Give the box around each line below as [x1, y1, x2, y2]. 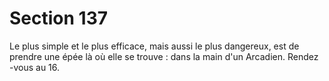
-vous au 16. [9, 61, 61, 73]
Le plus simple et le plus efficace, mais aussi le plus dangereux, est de [9, 40, 300, 52]
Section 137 [9, 7, 108, 30]
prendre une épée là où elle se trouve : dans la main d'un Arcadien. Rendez [9, 50, 319, 62]
